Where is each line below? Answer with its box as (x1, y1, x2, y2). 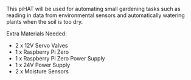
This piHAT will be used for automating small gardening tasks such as (6, 5, 181, 12)
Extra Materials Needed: (6, 30, 67, 37)
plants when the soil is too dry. (6, 18, 83, 25)
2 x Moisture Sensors (15, 68, 69, 75)
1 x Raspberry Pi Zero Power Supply (15, 55, 105, 62)
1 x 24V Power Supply (15, 61, 71, 68)
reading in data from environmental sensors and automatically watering (6, 12, 186, 19)
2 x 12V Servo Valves (15, 42, 68, 49)
